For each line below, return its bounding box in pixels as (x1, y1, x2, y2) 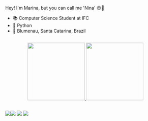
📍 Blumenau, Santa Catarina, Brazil (12, 28, 86, 34)
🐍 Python (12, 22, 32, 28)
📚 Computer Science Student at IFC (12, 15, 89, 21)
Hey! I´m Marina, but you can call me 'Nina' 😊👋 (5, 5, 105, 11)
